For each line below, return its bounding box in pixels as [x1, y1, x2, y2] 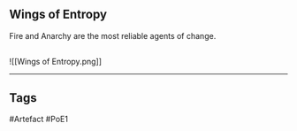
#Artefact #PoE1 [9, 114, 69, 125]
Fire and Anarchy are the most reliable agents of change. [9, 30, 217, 41]
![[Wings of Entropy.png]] [9, 57, 103, 67]
